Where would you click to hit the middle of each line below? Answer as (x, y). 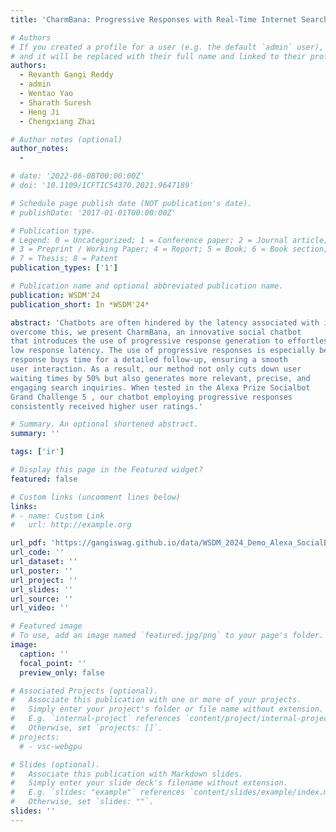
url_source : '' (42, 599)
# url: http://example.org (71, 525)
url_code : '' (37, 552)
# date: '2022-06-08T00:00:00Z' (77, 176)
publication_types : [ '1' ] (64, 268)
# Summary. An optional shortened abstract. (104, 424)
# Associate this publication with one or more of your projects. (156, 700)
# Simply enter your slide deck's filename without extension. (149, 783)
